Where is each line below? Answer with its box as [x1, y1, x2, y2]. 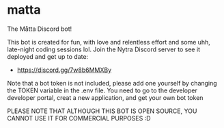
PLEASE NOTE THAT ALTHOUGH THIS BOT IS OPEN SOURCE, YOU [7, 107, 197, 115]
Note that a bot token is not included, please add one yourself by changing [7, 79, 217, 87]
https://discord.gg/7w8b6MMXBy [16, 66, 112, 74]
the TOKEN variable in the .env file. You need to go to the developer [7, 86, 198, 94]
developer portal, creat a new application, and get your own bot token [7, 93, 204, 101]
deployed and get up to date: [7, 52, 89, 60]
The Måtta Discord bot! [7, 25, 72, 33]
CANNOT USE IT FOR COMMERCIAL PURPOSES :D [7, 114, 151, 122]
